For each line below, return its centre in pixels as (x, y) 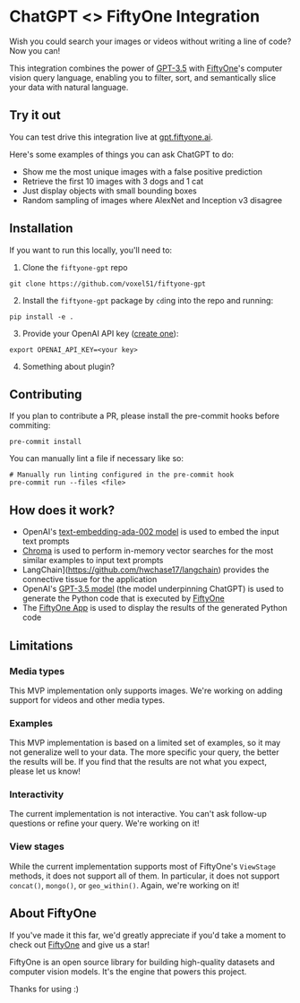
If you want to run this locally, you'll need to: (91, 250)
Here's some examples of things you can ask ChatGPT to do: (122, 154)
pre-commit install (46, 442)
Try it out (35, 115)
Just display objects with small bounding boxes (109, 191)
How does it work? (62, 510)
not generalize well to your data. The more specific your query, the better (144, 752)
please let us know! (45, 771)
